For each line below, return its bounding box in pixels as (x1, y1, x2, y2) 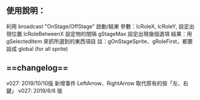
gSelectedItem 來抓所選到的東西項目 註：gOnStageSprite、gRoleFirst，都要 (6, 38, 193, 45)
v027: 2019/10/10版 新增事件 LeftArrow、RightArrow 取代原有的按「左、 (6, 80, 184, 87)
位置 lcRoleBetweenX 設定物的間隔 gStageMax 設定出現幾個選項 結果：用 (11, 30, 193, 37)
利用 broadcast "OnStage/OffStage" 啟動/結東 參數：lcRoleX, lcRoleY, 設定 (6, 23, 190, 30)
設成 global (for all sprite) (6, 45, 68, 52)
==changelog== (6, 63, 69, 73)
